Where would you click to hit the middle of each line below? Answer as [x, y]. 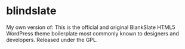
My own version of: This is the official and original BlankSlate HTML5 [91, 27]
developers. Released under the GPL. [52, 40]
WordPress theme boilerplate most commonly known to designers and [92, 33]
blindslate [31, 11]
